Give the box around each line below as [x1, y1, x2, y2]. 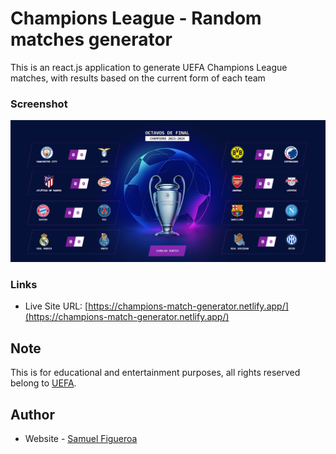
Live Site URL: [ [24, 300, 89, 312]
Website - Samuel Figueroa [24, 433, 138, 445]
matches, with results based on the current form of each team [10, 72, 266, 84]
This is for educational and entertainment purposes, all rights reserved [10, 367, 301, 379]
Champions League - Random [10, 7, 262, 30]
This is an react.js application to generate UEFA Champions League [10, 61, 288, 73]
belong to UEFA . [10, 377, 77, 389]
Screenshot [10, 97, 68, 111]
